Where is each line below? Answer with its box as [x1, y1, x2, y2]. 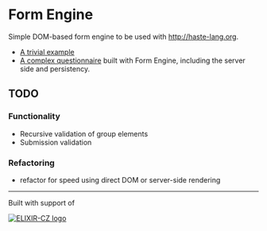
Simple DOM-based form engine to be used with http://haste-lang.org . [8, 32, 239, 41]
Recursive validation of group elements [19, 129, 149, 138]
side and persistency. [19, 64, 90, 73]
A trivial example [19, 47, 75, 56]
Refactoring [8, 157, 56, 168]
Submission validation [19, 137, 92, 147]
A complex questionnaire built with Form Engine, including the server [19, 56, 246, 65]
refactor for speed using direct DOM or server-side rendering [19, 175, 221, 184]
